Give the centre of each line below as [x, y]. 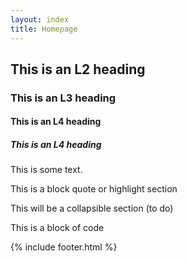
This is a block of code [57, 228]
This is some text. [46, 170]
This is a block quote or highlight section [94, 189]
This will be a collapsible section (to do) [92, 208]
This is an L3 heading [63, 98]
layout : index [40, 19]
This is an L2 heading [78, 69]
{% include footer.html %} [64, 247]
